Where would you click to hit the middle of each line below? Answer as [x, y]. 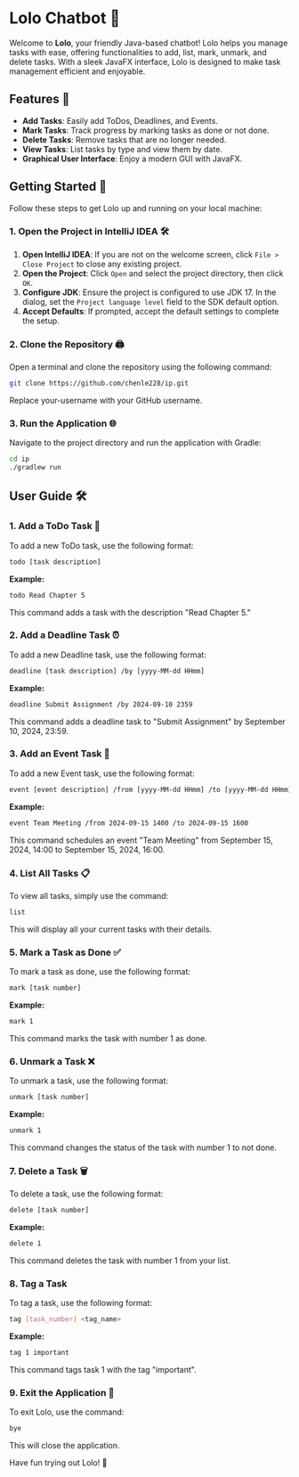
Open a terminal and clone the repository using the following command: [141, 367]
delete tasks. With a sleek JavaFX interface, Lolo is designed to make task [145, 61]
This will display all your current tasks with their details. [110, 929]
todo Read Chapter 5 [48, 595]
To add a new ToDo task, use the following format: [101, 545]
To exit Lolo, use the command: [67, 1412]
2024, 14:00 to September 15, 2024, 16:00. [87, 849]
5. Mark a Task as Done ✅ [65, 952]
